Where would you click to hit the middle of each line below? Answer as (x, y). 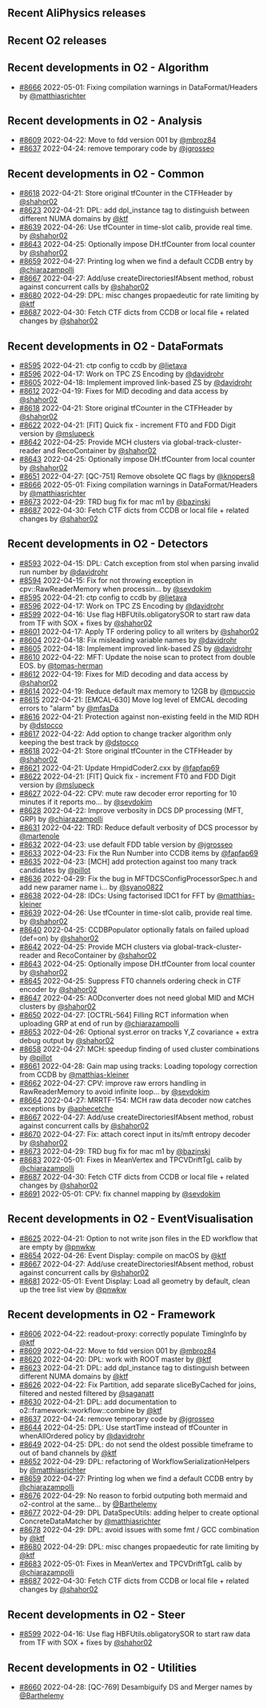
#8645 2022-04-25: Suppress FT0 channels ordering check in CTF (130, 981)
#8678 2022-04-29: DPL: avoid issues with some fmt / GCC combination (139, 1530)
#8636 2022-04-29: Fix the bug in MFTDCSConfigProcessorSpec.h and (138, 878)
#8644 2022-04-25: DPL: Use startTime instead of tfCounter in (124, 1427)
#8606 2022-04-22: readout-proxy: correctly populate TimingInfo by (133, 1334)
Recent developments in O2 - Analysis (105, 121)
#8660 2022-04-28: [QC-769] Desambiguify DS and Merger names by (136, 1687)
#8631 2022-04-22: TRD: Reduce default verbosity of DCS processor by (139, 827)
